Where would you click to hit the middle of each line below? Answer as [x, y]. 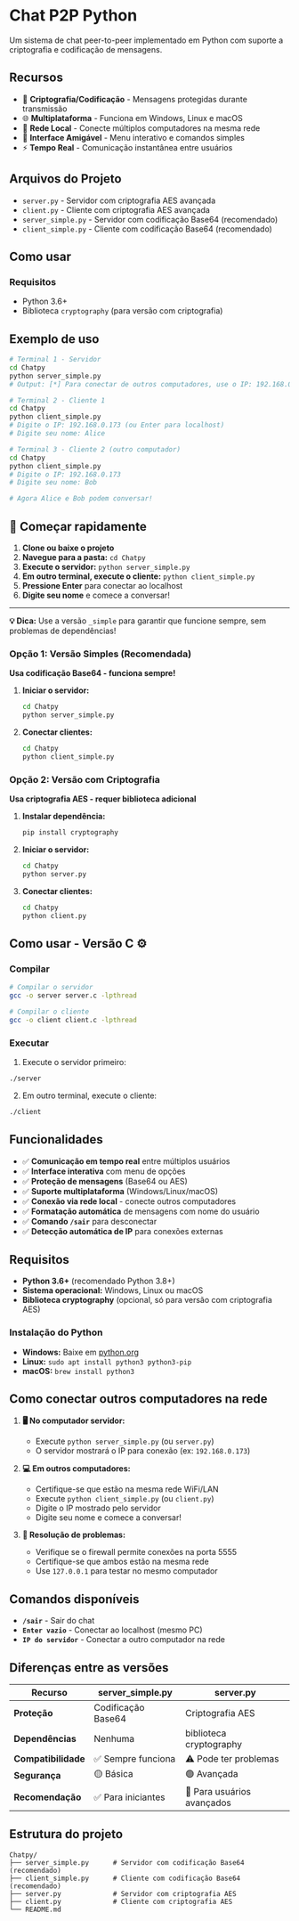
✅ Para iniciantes [129, 1797]
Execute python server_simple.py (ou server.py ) [125, 1441]
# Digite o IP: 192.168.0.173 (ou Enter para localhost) [117, 425]
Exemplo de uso [54, 339]
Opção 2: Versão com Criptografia [85, 779]
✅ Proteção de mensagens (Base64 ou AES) [105, 1181]
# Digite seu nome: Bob [53, 483]
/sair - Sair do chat [58, 1621]
